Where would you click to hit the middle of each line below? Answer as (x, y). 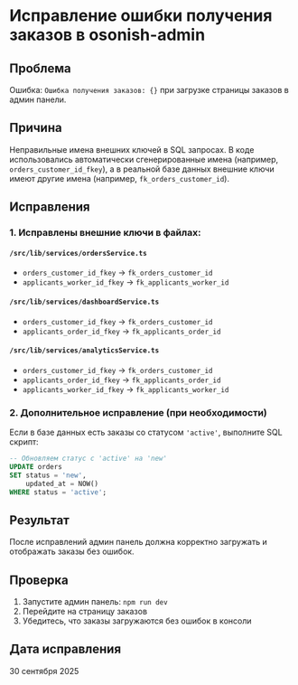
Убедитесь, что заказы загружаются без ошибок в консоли (137, 621)
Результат (40, 520)
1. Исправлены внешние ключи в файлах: (105, 233)
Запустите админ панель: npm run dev (95, 602)
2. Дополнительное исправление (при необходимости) (139, 412)
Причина (36, 128)
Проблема (41, 68)
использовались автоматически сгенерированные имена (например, (144, 159)
